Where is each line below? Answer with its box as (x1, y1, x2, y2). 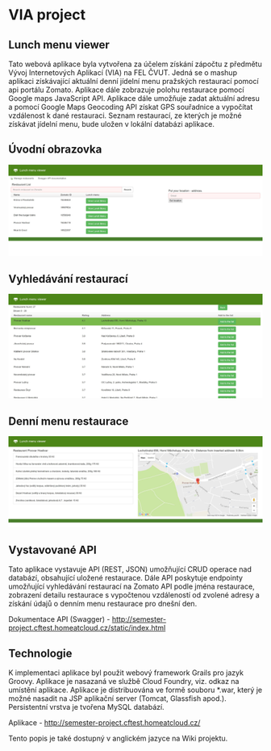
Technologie (8, 646, 73, 660)
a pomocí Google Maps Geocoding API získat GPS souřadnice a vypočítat (8, 103, 253, 111)
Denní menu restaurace (8, 414, 129, 428)
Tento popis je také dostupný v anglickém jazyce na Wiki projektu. (8, 733, 228, 744)
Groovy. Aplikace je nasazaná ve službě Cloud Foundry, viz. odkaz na (8, 677, 240, 686)
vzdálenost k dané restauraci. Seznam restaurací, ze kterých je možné (8, 111, 242, 120)
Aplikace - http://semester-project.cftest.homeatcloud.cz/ (8, 718, 201, 728)
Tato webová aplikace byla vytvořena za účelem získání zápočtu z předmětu (8, 59, 262, 69)
